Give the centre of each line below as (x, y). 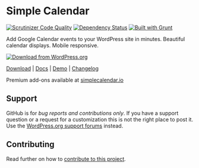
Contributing (30, 144)
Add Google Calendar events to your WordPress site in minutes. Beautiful (96, 39)
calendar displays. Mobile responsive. (53, 45)
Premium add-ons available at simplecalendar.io (65, 80)
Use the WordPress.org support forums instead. (65, 126)
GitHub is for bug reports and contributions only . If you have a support (92, 113)
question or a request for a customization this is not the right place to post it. (100, 119)
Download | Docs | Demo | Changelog (53, 68)
